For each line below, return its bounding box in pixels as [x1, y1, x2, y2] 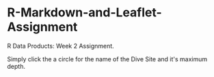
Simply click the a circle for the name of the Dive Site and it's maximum [7, 55, 208, 63]
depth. [7, 62, 26, 70]
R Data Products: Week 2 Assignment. [7, 42, 114, 50]
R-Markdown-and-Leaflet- [7, 5, 162, 20]
